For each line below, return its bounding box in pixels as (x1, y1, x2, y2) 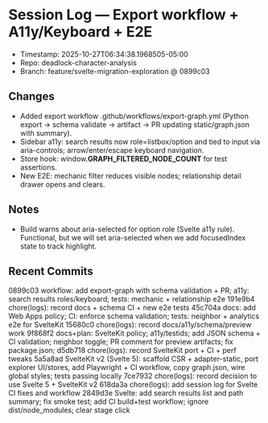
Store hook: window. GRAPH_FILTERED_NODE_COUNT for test (19, 154, 228, 163)
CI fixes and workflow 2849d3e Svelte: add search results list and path (8, 388, 244, 398)
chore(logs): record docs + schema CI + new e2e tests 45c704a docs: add (8, 303, 256, 313)
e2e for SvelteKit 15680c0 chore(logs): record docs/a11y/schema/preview (8, 320, 252, 330)
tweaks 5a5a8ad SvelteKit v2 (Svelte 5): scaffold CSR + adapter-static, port (8, 354, 259, 363)
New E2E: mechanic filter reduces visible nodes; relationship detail (19, 170, 241, 180)
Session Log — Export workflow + (8, 6, 239, 24)
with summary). (19, 128, 72, 138)
